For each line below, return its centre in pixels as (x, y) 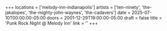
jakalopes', (16, 12)
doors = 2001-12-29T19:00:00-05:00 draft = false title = (104, 18)
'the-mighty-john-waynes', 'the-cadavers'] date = (79, 12)
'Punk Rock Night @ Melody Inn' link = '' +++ (52, 23)
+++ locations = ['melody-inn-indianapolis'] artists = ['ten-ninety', (73, 7)
